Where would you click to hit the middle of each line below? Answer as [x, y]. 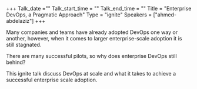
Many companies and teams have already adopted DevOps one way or [92, 32]
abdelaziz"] [20, 21]
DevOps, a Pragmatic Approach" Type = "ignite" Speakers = [79, 15]
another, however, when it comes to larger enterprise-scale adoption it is [94, 38]
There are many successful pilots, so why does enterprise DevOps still [92, 56]
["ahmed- [165, 15]
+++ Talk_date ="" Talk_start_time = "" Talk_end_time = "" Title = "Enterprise [99, 8]
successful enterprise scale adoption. [52, 80]
